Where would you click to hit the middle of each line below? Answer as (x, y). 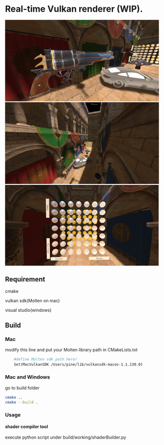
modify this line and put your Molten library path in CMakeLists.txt (71, 350)
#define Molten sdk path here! (46, 360)
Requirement (25, 279)
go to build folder (22, 388)
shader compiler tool (27, 426)
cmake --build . (21, 403)
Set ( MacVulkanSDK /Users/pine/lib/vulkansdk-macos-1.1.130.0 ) (78, 364)
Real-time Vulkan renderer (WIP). (74, 9)
